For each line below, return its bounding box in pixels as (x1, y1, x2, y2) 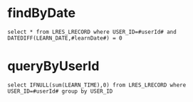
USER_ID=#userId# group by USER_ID (7, 87, 113, 95)
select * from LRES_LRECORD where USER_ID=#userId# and (7, 28, 177, 35)
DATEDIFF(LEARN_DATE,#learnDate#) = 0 (7, 34, 122, 42)
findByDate (7, 5, 76, 21)
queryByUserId (7, 58, 100, 74)
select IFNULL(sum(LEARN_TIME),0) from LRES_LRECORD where (7, 81, 187, 89)
